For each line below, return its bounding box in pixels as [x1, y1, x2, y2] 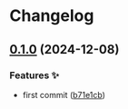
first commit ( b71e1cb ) [22, 89, 106, 100]
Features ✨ [9, 69, 60, 82]
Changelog [9, 5, 94, 26]
